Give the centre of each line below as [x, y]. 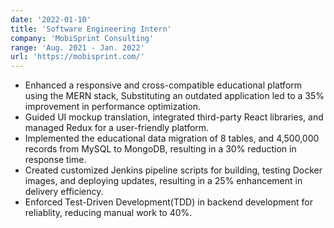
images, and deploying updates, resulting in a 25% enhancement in [163, 181]
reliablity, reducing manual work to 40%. [108, 213]
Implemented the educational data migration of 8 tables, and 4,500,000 [172, 138]
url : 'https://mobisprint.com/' [77, 57]
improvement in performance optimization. [112, 107]
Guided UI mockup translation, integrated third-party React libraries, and [174, 117]
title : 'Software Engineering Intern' [91, 29]
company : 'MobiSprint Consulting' [82, 38]
